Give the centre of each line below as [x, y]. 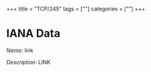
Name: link [20, 50]
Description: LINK [28, 62]
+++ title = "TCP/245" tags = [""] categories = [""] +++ [76, 9]
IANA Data [33, 34]
